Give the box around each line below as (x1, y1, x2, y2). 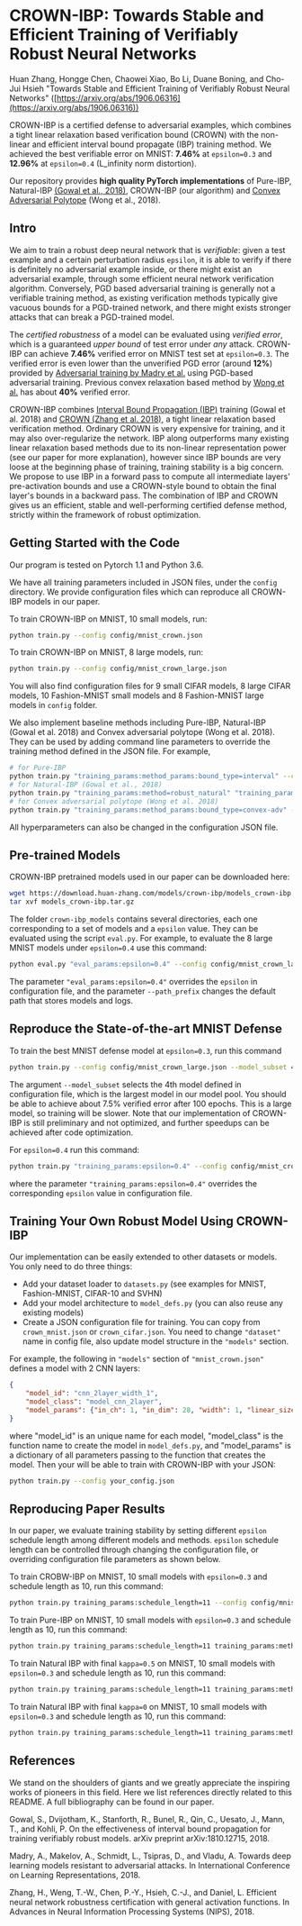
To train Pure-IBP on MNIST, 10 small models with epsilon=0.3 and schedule (9, 1614, 292, 1626)
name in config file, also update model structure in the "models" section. (22, 1336, 289, 1347)
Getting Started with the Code (9, 535, 181, 550)
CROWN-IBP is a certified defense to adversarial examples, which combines (9, 119, 292, 131)
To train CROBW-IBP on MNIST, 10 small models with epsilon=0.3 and (9, 1571, 268, 1582)
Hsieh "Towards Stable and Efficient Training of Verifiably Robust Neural (22, 83, 290, 94)
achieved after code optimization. (9, 1127, 133, 1138)
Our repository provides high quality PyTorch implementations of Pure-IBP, (9, 175, 292, 186)
